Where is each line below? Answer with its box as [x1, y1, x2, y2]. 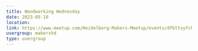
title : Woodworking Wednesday [6, 8, 81, 15]
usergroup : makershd [6, 30, 57, 36]
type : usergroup [6, 36, 46, 42]
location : [6, 19, 31, 25]
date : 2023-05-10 [6, 14, 49, 20]
